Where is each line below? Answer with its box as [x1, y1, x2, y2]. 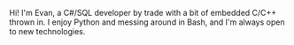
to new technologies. [9, 26, 86, 36]
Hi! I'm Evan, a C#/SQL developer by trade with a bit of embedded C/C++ [9, 8, 277, 18]
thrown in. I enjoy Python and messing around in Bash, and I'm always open [9, 17, 285, 27]
